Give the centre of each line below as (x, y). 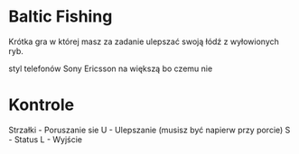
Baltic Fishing (61, 17)
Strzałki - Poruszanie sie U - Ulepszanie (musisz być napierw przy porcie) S (149, 130)
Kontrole (42, 105)
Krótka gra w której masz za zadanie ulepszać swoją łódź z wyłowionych (144, 41)
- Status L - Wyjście (46, 139)
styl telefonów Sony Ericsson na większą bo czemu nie (111, 68)
